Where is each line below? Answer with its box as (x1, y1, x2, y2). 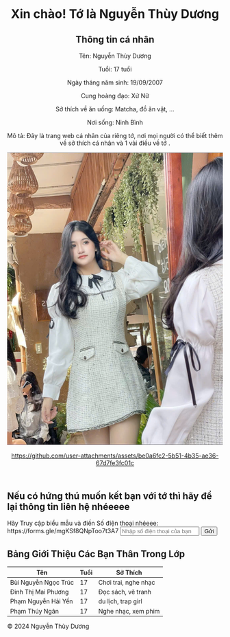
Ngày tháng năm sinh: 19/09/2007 (67, 78, 163, 87)
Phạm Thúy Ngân (10, 607, 60, 615)
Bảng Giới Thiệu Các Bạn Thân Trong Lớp (7, 548, 186, 559)
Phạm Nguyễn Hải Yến (10, 597, 73, 605)
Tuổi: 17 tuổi (98, 65, 132, 73)
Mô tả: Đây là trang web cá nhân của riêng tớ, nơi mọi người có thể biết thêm (7, 132, 223, 139)
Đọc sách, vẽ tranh (98, 588, 152, 596)
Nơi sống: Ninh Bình (86, 118, 144, 126)
